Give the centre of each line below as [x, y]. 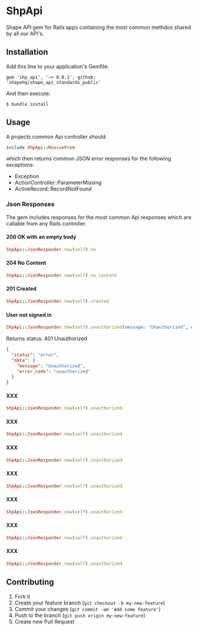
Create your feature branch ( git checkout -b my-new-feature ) [90, 603]
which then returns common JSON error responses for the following [89, 158]
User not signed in [29, 315]
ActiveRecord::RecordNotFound [53, 189]
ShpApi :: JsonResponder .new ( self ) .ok [51, 250]
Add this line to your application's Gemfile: [57, 66]
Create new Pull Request [44, 622]
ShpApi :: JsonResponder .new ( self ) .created [58, 302]
